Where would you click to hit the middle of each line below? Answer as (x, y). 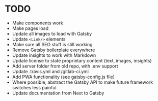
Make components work (37, 23)
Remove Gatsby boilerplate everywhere (54, 50)
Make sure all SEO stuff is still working (52, 44)
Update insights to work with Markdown (54, 55)
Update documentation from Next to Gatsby (58, 93)
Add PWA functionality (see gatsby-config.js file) (63, 77)
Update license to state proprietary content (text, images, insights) (82, 60)
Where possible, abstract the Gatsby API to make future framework (83, 82)
